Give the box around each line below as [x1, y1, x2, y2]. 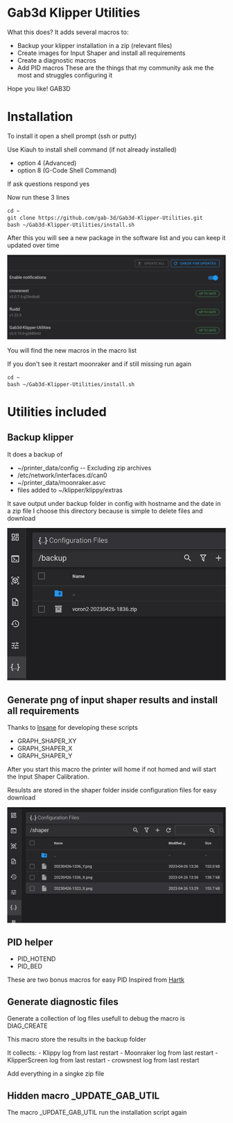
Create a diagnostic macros [17, 56, 96, 64]
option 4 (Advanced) [17, 159, 77, 167]
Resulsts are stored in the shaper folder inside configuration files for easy [7, 786, 217, 795]
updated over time [7, 241, 60, 249]
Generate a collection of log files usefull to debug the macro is [7, 1014, 185, 1023]
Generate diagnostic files [7, 996, 119, 1007]
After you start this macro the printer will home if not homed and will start [7, 765, 216, 774]
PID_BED [17, 962, 43, 971]
